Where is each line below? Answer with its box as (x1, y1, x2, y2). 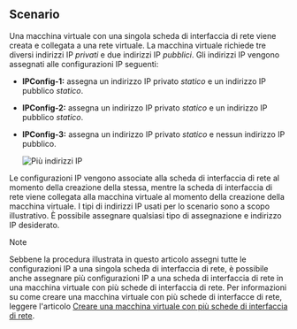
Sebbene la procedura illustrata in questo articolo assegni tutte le (9, 254, 247, 264)
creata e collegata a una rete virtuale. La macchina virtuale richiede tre (9, 40, 267, 50)
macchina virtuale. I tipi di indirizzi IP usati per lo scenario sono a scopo (9, 201, 270, 211)
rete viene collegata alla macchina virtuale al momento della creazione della (9, 191, 286, 202)
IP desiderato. (9, 219, 60, 230)
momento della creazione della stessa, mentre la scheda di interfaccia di (9, 181, 272, 193)
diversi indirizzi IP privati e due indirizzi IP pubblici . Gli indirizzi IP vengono (9, 49, 280, 60)
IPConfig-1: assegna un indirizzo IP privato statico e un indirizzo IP (21, 75, 267, 87)
